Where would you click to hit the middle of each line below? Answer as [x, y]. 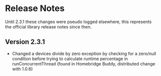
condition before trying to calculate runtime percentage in [70, 59]
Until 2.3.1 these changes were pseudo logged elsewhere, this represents [78, 22]
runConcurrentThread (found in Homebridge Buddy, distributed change [84, 63]
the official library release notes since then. [48, 26]
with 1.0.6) [22, 69]
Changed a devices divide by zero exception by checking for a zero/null [84, 53]
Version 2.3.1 [25, 42]
